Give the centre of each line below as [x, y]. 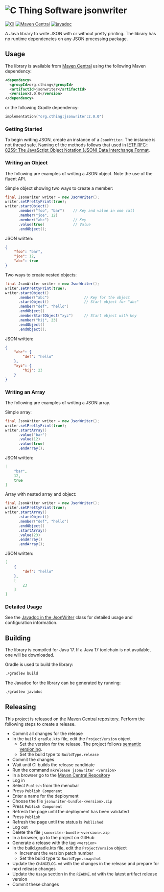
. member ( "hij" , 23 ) [38, 320]
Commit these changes [35, 884]
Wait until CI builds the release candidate [53, 765]
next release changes [34, 869]
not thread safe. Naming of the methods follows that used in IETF [71, 145]
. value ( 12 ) [29, 439]
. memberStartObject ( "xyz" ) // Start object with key [77, 316]
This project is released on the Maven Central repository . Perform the [75, 719]
